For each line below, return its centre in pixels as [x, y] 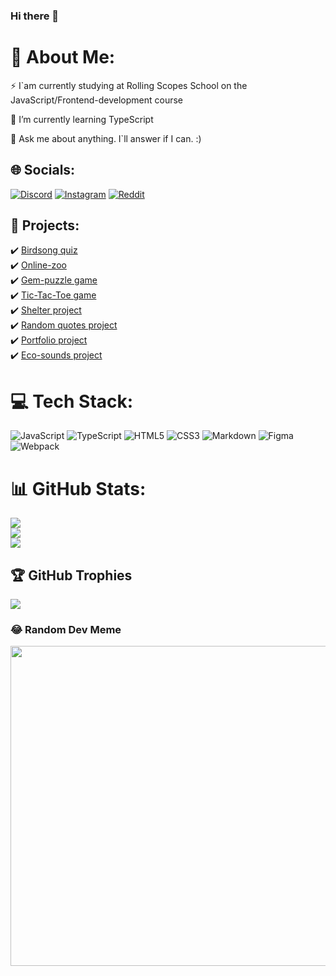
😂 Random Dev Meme [66, 630]
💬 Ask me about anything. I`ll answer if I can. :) [106, 138]
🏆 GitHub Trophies [71, 575]
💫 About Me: [63, 57]
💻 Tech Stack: [72, 401]
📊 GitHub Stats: [78, 488]
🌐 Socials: [43, 170]
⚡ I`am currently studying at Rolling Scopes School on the [129, 85]
